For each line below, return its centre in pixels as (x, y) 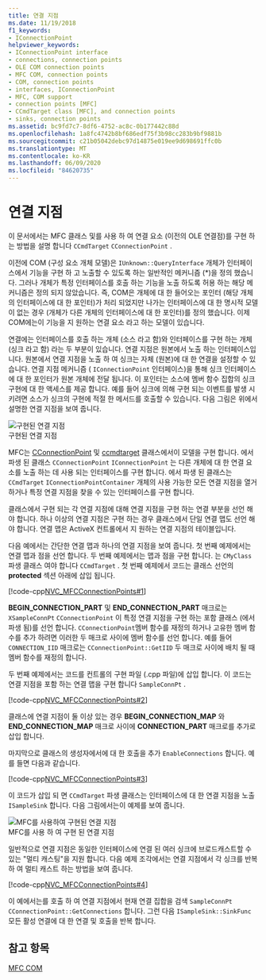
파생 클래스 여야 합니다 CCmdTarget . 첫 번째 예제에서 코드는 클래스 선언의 (121, 565)
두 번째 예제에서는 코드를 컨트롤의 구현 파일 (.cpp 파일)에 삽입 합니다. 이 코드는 (130, 674)
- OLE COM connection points (56, 68)
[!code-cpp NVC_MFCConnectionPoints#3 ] (78, 778)
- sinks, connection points (55, 119)
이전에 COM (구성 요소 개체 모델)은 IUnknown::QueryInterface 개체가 (117, 262)
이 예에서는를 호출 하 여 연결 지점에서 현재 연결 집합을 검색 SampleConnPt (120, 901)
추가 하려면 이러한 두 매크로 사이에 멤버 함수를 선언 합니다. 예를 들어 (127, 637)
